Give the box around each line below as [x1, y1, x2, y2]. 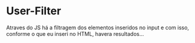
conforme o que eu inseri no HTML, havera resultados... [6, 30, 145, 37]
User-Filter [6, 4, 62, 18]
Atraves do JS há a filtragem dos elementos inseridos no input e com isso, [6, 24, 190, 31]
